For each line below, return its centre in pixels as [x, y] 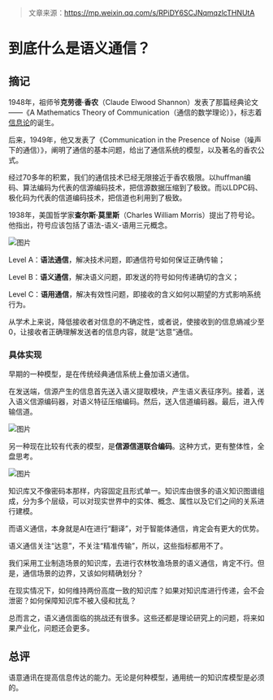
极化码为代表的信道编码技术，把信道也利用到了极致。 [97, 198]
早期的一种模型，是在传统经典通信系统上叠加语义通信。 [101, 374]
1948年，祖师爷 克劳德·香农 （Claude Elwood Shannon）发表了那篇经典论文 [133, 102]
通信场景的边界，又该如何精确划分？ [83, 573]
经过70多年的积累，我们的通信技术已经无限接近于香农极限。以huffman [126, 177]
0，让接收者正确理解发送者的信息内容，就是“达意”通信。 [103, 332]
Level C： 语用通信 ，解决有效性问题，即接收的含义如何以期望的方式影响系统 [135, 294]
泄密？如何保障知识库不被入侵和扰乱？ [72, 601]
